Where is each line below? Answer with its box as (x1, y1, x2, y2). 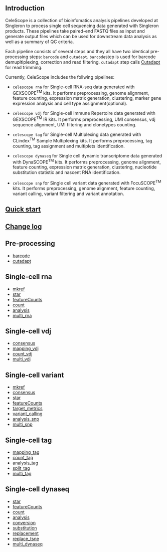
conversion (12, 519, 36, 525)
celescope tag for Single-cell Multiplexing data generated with (12, 131, 141, 137)
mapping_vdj (12, 345, 39, 351)
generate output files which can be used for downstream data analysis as (5, 33, 157, 39)
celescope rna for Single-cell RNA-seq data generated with (12, 84, 135, 90)
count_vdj (12, 351, 33, 357)
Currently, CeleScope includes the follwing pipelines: (5, 74, 114, 80)
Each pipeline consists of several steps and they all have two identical (5, 48, 149, 54)
